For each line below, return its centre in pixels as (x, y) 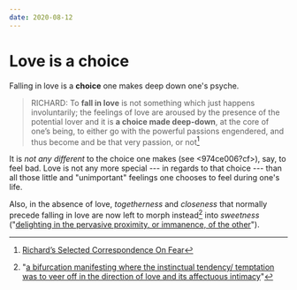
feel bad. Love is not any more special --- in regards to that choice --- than (146, 168)
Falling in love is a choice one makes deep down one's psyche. (124, 86)
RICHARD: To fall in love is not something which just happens (143, 103)
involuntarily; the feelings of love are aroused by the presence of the (155, 112)
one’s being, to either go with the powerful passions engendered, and (157, 131)
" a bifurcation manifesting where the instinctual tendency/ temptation (148, 267)
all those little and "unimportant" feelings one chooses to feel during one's (145, 178)
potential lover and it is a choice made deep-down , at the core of (150, 121)
